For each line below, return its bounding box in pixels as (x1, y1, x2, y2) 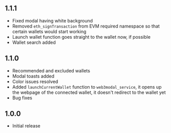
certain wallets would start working (12, 28, 87, 35)
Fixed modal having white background (12, 17, 93, 23)
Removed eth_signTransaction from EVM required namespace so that (12, 23, 160, 29)
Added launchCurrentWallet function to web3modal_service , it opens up (12, 84, 162, 90)
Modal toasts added (12, 73, 55, 79)
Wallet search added (12, 39, 56, 45)
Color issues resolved (12, 78, 58, 85)
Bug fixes (12, 94, 33, 101)
